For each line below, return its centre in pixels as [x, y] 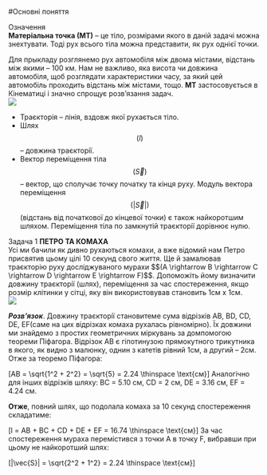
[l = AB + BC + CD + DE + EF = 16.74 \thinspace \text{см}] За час [116, 430]
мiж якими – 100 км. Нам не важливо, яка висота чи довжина [113, 68]
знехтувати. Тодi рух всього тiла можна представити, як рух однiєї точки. [134, 44]
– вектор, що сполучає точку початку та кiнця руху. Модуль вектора [136, 184]
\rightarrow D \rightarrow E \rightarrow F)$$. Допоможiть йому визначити [132, 275]
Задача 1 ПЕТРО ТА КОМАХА [59, 241]
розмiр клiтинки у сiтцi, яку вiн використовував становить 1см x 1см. [126, 292]
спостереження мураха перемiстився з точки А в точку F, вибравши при [132, 439]
